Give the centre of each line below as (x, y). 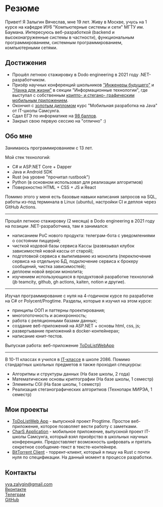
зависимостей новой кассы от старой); (53, 251)
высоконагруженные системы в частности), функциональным (70, 37)
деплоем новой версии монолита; (48, 271)
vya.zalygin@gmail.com (29, 484)
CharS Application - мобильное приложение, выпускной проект (78, 431)
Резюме (22, 8)
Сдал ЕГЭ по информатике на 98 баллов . (55, 116)
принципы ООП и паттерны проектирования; (58, 310)
